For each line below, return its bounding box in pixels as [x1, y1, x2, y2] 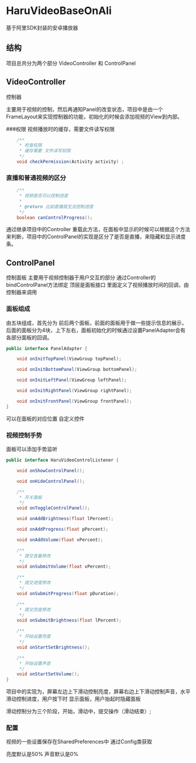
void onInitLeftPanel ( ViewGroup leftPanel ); [16, 377, 127, 383]
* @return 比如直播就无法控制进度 [19, 204, 94, 209]
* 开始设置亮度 [19, 634, 51, 640]
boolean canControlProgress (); [16, 215, 93, 221]
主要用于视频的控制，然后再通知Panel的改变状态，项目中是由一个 [6, 105, 163, 112]
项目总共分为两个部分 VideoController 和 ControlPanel [6, 60, 136, 67]
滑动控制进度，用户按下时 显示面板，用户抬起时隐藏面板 [6, 695, 141, 703]
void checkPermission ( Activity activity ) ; [16, 159, 125, 165]
